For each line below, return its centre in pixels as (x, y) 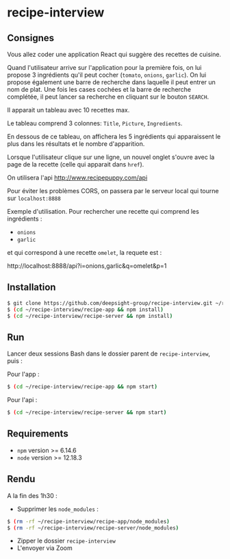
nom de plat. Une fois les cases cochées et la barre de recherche (99, 89)
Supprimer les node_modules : (58, 509)
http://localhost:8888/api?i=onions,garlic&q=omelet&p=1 (87, 266)
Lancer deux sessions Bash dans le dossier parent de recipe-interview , (109, 353)
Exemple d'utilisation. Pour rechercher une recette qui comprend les (103, 211)
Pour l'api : (22, 400)
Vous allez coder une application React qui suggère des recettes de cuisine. (114, 54)
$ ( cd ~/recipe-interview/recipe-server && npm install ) (90, 316)
